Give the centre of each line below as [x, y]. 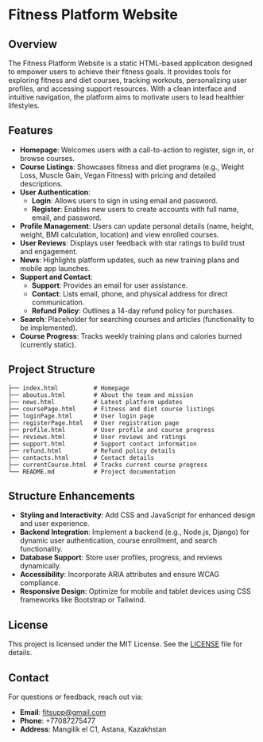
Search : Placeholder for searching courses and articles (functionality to [137, 319]
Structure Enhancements [72, 496]
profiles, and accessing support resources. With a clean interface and [122, 88]
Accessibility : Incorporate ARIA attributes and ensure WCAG [120, 575]
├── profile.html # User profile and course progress [112, 430]
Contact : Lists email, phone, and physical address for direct [130, 293]
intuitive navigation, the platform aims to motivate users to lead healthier [126, 97]
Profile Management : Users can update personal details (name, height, [137, 226]
